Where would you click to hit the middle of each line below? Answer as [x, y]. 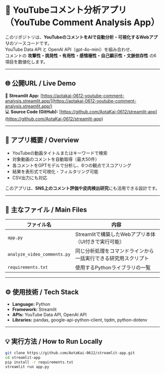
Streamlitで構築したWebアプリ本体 [115, 234]
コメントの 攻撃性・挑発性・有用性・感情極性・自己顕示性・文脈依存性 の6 [81, 55]
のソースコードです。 [31, 43]
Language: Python [31, 304]
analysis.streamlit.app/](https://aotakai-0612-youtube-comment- [71, 101]
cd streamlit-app [23, 357]
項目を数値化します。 [27, 62]
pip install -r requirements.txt [39, 362]
